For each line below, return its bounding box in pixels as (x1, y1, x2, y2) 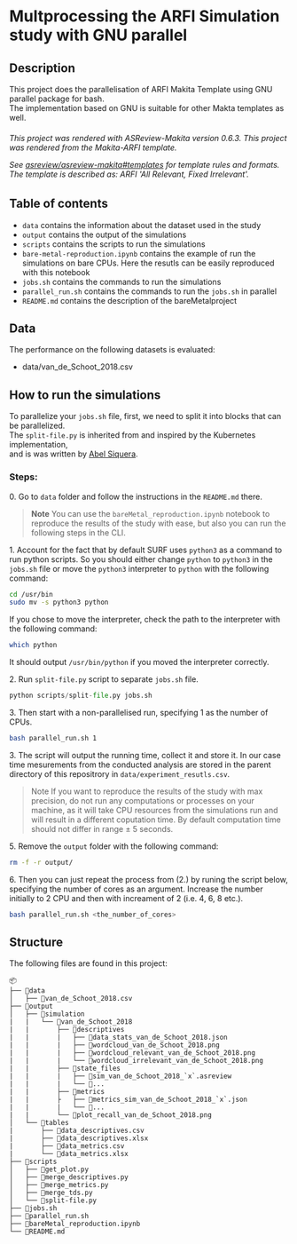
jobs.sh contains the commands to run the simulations (21, 276, 222, 287)
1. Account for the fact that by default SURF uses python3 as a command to (9, 544, 282, 555)
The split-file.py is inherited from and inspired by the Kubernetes (9, 430, 256, 440)
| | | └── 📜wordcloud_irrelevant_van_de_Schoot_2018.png (9, 1057, 264, 1066)
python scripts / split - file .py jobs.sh (9, 691, 152, 701)
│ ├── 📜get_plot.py (9, 1165, 90, 1174)
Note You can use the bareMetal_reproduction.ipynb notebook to (30, 508, 270, 519)
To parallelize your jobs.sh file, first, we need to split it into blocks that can (9, 411, 282, 422)
